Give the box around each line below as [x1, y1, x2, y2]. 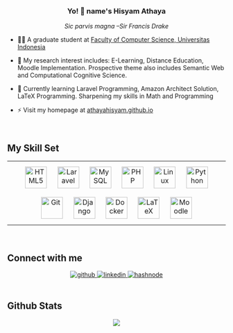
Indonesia [17, 43, 46, 51]
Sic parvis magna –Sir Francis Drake [64, 22, 169, 31]
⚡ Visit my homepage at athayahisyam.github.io [17, 106, 154, 114]
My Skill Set [7, 142, 60, 154]
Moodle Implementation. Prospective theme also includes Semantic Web [17, 64, 225, 72]
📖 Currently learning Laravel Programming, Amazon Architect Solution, [17, 85, 219, 93]
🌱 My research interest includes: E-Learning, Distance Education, [17, 56, 204, 65]
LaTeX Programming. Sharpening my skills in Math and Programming [17, 92, 214, 100]
